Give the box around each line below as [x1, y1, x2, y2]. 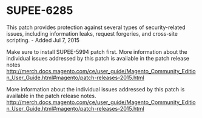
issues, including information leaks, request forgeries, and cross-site [6, 30, 178, 37]
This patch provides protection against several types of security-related [6, 24, 186, 31]
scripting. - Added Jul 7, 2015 [6, 36, 80, 44]
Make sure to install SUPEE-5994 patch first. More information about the [6, 48, 187, 55]
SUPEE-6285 [6, 4, 73, 18]
